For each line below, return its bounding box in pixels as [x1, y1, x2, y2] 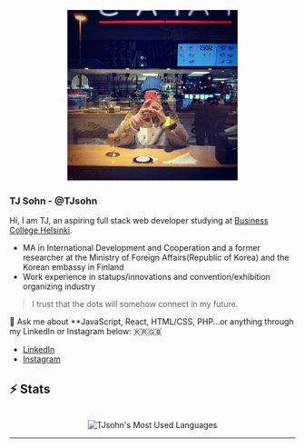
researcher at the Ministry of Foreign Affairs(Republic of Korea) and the [22, 252, 290, 264]
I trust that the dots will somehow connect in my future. [31, 299, 239, 310]
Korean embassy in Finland [22, 262, 124, 273]
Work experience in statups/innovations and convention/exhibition [22, 272, 271, 283]
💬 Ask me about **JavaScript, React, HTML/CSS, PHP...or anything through [9, 316, 294, 327]
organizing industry [22, 281, 96, 292]
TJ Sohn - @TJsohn [9, 194, 98, 207]
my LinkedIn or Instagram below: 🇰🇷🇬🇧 [9, 326, 162, 337]
